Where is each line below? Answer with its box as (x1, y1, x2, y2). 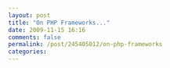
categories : (8, 48, 47, 55)
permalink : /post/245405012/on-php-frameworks (8, 41, 163, 48)
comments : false (8, 33, 61, 41)
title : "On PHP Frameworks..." (8, 19, 110, 27)
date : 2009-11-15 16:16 (8, 26, 86, 34)
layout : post (8, 11, 51, 20)
